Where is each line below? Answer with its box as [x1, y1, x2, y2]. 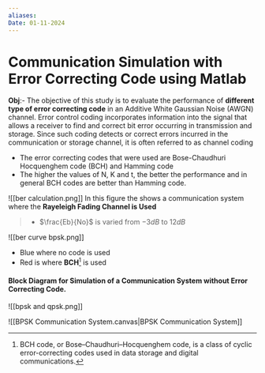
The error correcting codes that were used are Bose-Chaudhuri [19, 153, 226, 163]
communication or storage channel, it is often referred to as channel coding [8, 138, 254, 147]
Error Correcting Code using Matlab [8, 70, 247, 88]
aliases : [8, 11, 37, 20]
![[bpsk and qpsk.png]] [8, 302, 83, 311]
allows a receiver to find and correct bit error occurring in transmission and [8, 121, 252, 130]
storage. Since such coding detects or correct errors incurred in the [8, 130, 229, 139]
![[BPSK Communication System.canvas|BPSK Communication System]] [8, 317, 243, 326]
